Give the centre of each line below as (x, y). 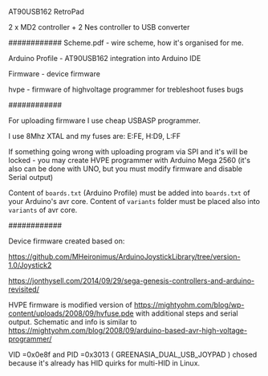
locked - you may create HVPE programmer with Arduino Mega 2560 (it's (130, 160)
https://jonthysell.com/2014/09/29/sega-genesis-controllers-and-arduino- (132, 281)
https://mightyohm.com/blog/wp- (189, 305)
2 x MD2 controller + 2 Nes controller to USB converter (99, 27)
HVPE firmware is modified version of (70, 305)
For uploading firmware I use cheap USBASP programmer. (104, 121)
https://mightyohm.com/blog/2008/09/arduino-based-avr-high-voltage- (128, 330)
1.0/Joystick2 (30, 265)
